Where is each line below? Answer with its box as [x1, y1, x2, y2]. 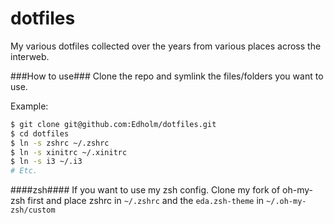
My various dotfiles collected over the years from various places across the [10, 40, 322, 52]
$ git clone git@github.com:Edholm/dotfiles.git [10, 119, 217, 129]
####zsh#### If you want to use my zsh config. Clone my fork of [10, 184, 281, 196]
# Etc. [10, 166, 38, 176]
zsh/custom [10, 205, 56, 216]
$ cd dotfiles [10, 128, 70, 139]
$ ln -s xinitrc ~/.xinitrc [10, 147, 128, 157]
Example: [10, 100, 49, 112]
